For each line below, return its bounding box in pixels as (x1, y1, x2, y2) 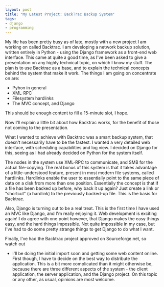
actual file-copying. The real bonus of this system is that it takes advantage (5, 165, 157, 171)
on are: (5, 76, 20, 81)
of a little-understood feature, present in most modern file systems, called (5, 170, 154, 176)
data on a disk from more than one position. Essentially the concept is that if (5, 180, 159, 186)
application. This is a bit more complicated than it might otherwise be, (12, 261, 153, 267)
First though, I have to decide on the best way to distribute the (12, 256, 138, 261)
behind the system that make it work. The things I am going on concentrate (5, 70, 157, 76)
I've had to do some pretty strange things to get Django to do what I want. (5, 226, 154, 232)
